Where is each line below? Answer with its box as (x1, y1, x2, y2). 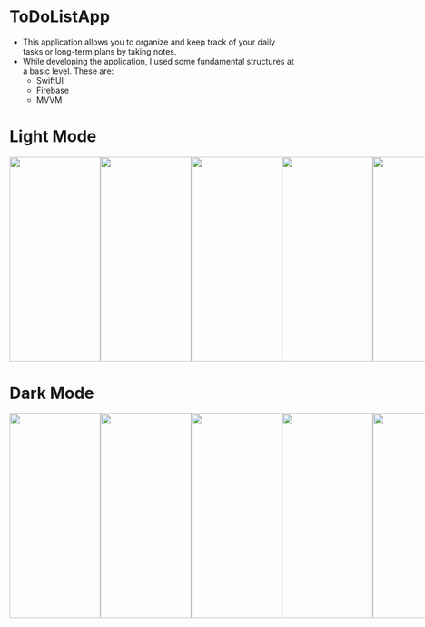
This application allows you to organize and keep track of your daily (22, 36, 276, 47)
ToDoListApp (9, 6, 111, 27)
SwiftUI (35, 75, 64, 85)
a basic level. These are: (22, 65, 114, 76)
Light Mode (9, 126, 97, 147)
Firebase (35, 85, 70, 95)
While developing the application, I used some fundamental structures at (22, 55, 295, 66)
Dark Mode (9, 383, 94, 403)
